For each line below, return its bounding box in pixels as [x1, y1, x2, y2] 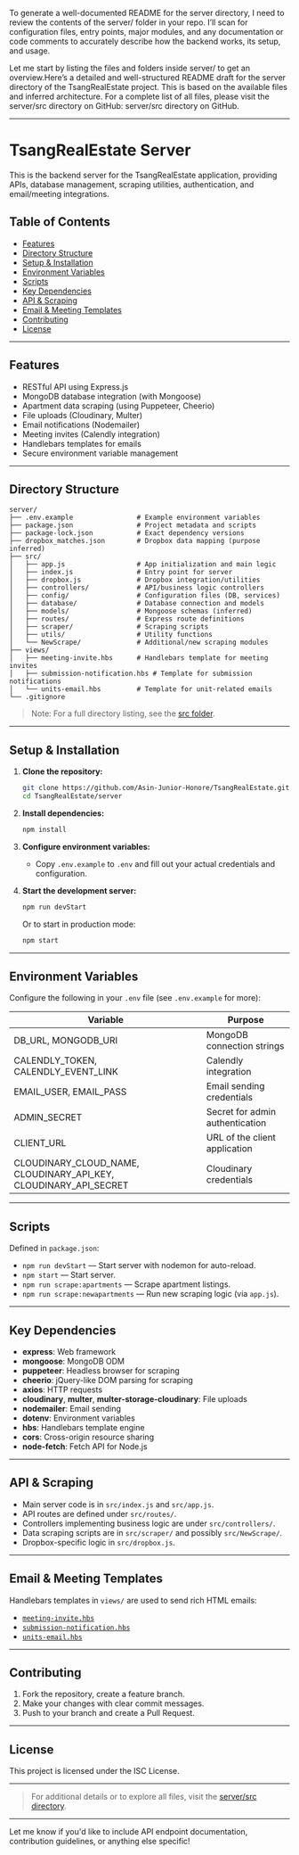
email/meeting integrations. [9, 188, 109, 199]
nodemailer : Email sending [21, 1404, 122, 1414]
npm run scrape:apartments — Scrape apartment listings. [21, 1279, 231, 1290]
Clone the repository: [21, 766, 103, 777]
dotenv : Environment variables [21, 1413, 135, 1423]
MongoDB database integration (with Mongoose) [21, 391, 202, 401]
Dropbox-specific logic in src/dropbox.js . [21, 1537, 175, 1547]
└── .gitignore [9, 693, 66, 702]
